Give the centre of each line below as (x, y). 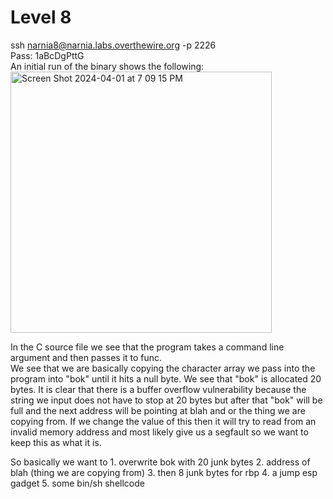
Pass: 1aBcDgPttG (47, 55)
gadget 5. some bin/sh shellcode (77, 483)
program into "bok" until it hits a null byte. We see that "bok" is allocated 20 (166, 378)
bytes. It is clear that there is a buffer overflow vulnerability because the (158, 389)
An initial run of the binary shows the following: (107, 66)
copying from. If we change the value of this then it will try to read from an (163, 421)
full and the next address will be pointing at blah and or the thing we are (158, 410)
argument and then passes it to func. (86, 357)
